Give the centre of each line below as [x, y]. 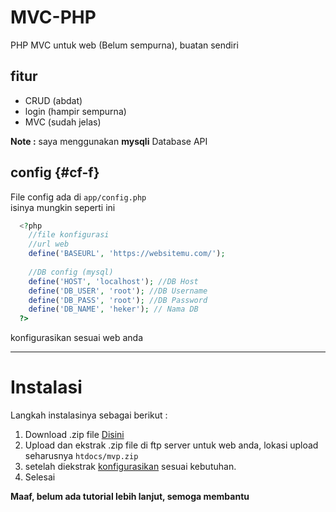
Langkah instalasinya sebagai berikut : [89, 415]
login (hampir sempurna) [75, 111]
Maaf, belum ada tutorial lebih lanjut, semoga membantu [130, 497]
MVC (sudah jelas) [63, 122]
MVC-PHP [53, 17]
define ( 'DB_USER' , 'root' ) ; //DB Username [118, 291]
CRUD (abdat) [53, 100]
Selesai [40, 477]
